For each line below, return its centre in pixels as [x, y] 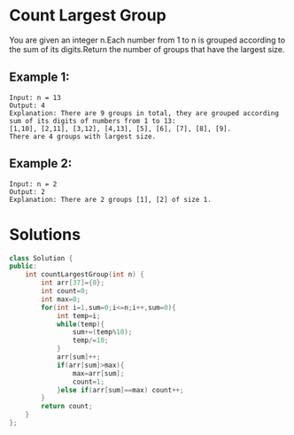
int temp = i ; [78, 315]
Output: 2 [27, 191]
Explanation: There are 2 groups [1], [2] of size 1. [111, 199]
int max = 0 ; [61, 299]
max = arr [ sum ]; [98, 373]
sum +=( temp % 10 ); [102, 332]
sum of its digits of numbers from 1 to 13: [93, 120]
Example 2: [41, 163]
